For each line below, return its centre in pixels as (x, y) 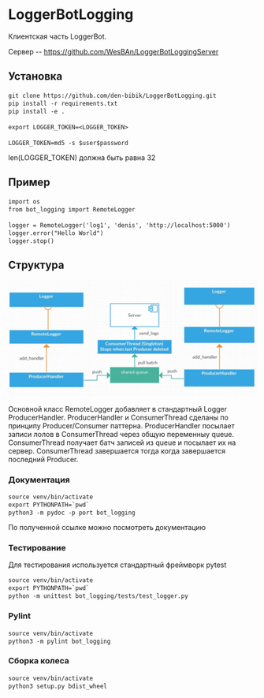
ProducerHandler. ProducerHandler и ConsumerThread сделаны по (118, 417)
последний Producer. (43, 459)
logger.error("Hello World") (56, 233)
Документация (39, 480)
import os (24, 202)
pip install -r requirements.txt (63, 103)
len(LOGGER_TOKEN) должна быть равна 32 (82, 157)
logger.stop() (32, 241)
